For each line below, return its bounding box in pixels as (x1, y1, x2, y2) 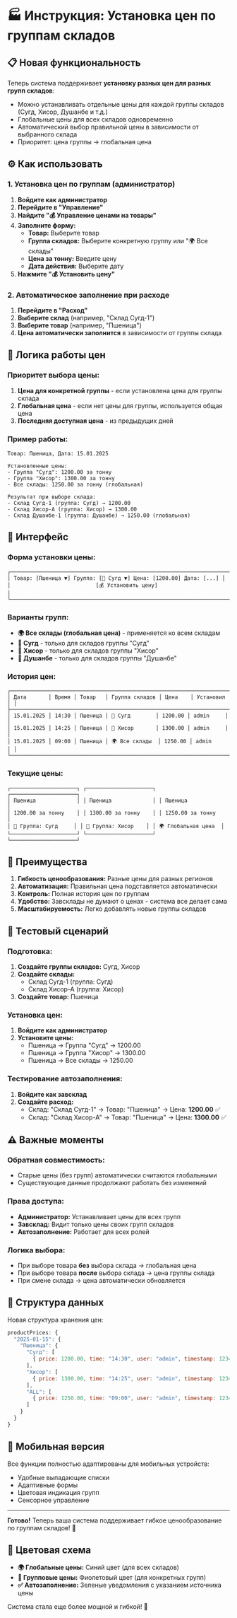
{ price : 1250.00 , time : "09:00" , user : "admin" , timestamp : (32, 1395, 217, 1402)
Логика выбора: (7, 1245, 66, 1255)
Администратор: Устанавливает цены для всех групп (17, 1212, 181, 1221)
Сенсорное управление (17, 1496, 90, 1504)
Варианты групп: (7, 612, 69, 622)
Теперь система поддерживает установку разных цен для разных (7, 79, 212, 87)
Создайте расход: (17, 1098, 74, 1106)
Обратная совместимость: (7, 1155, 105, 1165)
